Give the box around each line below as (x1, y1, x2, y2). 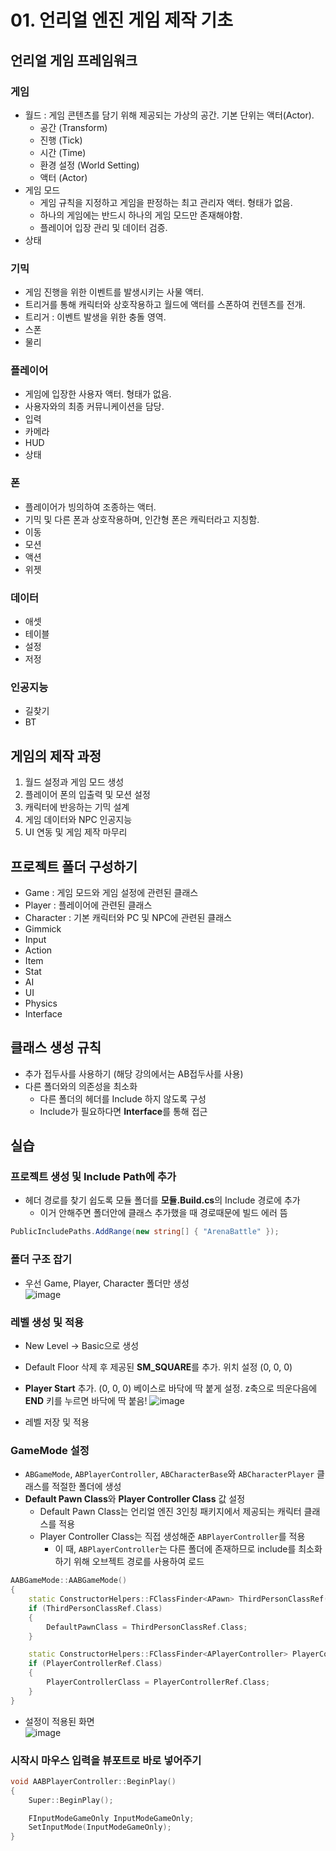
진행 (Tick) (39, 134, 83, 146)
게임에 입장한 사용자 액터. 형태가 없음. (24, 388, 172, 400)
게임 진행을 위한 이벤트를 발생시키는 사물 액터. (24, 286, 205, 298)
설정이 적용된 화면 (24, 1715, 95, 1727)
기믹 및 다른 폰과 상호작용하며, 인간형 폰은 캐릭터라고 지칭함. (24, 513, 260, 525)
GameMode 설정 (10, 1443, 90, 1457)
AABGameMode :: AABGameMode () (10, 1576, 128, 1586)
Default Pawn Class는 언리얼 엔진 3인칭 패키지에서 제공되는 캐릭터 (39, 1506, 302, 1518)
